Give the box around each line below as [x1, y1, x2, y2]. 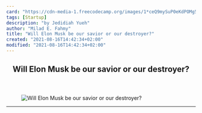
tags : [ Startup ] [6, 14, 47, 20]
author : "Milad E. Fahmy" [6, 25, 71, 32]
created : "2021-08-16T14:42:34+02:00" [6, 36, 103, 42]
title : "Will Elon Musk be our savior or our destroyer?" [6, 31, 155, 37]
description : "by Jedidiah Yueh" [6, 20, 90, 26]
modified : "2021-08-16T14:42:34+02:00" [6, 42, 106, 48]
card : [6, 8, 20, 15]
